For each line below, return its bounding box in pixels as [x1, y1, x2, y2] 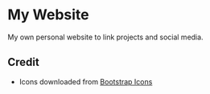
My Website [7, 6, 89, 24]
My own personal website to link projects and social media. [7, 32, 204, 42]
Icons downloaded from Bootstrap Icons [19, 76, 153, 86]
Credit [7, 55, 39, 69]
